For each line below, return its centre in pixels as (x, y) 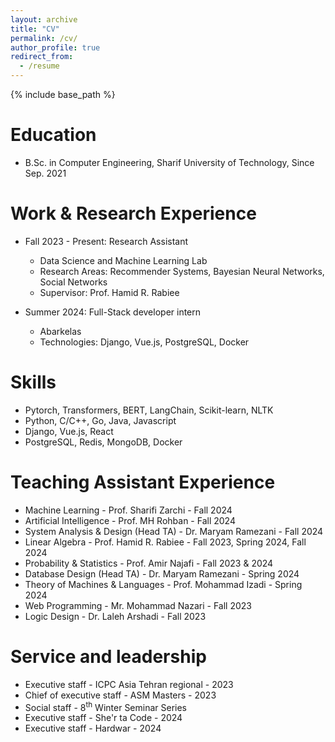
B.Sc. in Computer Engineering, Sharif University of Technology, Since (169, 162)
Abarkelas (60, 331)
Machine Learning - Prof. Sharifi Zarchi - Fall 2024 (128, 510)
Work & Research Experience (133, 213)
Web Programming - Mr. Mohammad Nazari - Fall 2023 (138, 605)
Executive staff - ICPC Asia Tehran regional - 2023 (129, 684)
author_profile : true (55, 47)
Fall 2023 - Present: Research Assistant (106, 241)
